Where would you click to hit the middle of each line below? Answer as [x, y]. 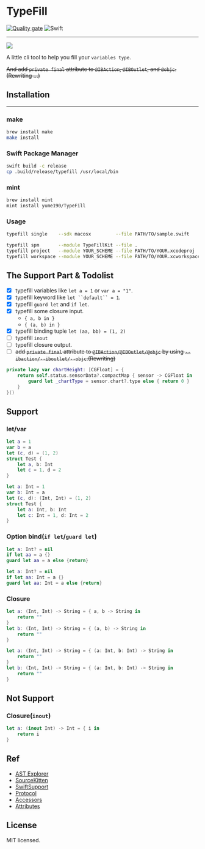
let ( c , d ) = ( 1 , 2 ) [33, 453]
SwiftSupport [32, 787]
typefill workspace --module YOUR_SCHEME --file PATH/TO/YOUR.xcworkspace [103, 256]
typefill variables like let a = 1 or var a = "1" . [74, 290]
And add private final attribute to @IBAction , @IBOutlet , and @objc [91, 69]
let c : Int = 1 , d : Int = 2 [53, 515]
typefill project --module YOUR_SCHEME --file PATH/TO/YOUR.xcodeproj [101, 251]
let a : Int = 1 [26, 487]
